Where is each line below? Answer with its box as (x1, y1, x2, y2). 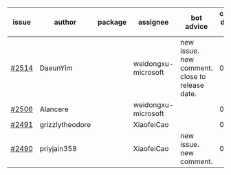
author (54, 17, 77, 27)
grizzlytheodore (39, 120, 91, 129)
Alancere (39, 104, 69, 114)
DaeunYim (39, 63, 73, 73)
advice (185, 22, 208, 31)
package (97, 17, 127, 27)
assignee (137, 17, 169, 27)
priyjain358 (39, 144, 77, 153)
